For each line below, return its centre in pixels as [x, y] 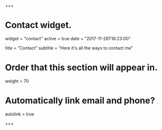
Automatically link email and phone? [80, 101]
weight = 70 [17, 81]
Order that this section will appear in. [81, 68]
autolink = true [20, 114]
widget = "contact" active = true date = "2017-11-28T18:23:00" [68, 38]
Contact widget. [38, 25]
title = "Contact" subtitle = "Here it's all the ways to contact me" [69, 48]
